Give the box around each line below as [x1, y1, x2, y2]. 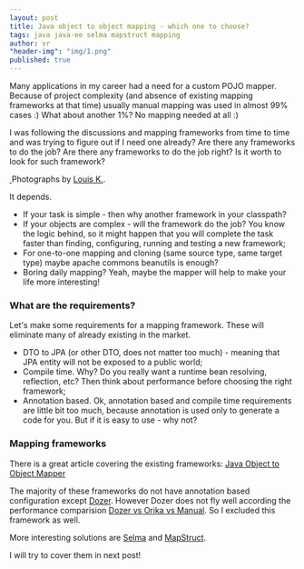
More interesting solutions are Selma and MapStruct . [9, 532, 207, 543]
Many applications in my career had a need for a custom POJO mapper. [9, 81, 277, 91]
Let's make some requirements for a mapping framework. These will [9, 320, 265, 331]
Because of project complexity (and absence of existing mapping [9, 90, 254, 101]
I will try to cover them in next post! [9, 549, 142, 560]
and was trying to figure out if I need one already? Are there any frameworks [9, 137, 296, 147]
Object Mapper [9, 467, 66, 478]
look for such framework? [9, 156, 106, 166]
